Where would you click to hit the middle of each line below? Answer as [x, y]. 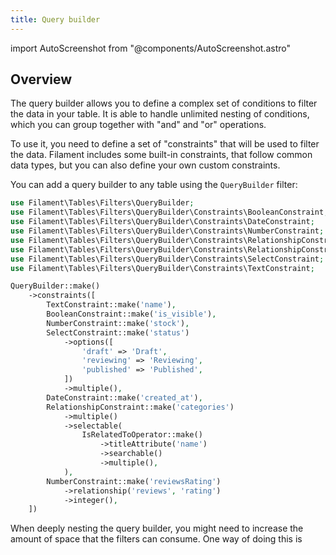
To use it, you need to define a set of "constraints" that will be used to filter [165, 144]
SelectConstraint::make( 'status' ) [118, 332]
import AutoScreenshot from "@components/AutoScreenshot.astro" [150, 48]
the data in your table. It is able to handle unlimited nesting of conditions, [160, 114]
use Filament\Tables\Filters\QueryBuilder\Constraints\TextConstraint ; [162, 268]
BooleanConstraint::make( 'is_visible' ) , [131, 314]
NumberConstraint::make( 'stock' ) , [118, 323]
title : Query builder [55, 19]
